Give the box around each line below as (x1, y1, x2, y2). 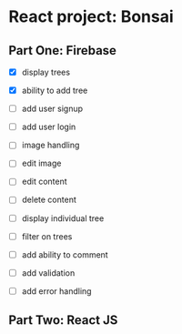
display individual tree (21, 212, 105, 224)
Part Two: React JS (8, 312, 118, 329)
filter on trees (21, 230, 73, 242)
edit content (21, 176, 67, 187)
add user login (21, 121, 76, 133)
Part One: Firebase (8, 43, 117, 58)
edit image (21, 157, 62, 169)
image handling (21, 139, 80, 151)
